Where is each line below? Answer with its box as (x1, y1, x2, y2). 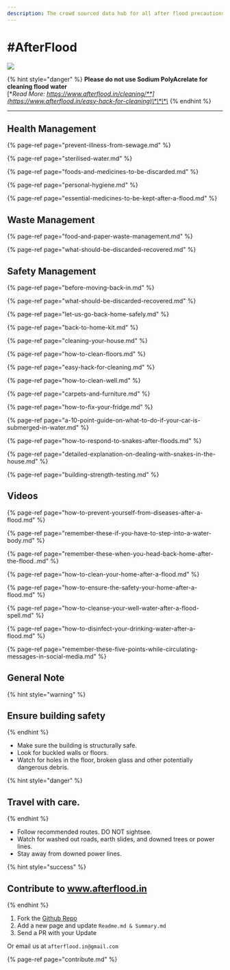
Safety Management (7, 265, 97, 277)
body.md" (7, 536, 36, 544)
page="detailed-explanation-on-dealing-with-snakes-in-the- (43, 450, 216, 458)
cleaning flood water (7, 82, 67, 90)
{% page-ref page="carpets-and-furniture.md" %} (7, 390, 151, 398)
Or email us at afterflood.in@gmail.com (7, 942, 118, 950)
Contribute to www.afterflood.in (7, 882, 147, 894)
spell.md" (7, 611, 34, 620)
